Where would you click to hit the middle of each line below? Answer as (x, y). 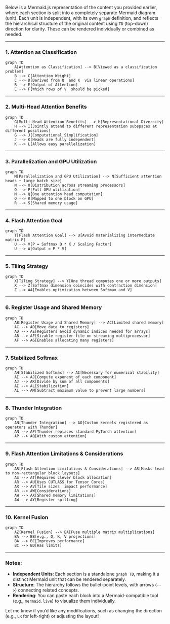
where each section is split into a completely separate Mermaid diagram (80, 13)
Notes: (14, 563)
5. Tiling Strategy (27, 266)
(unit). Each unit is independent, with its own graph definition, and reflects (82, 18)
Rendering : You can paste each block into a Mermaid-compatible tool (85, 596)
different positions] (28, 131)
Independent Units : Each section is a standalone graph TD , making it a (86, 574)
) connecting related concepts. (47, 590)
